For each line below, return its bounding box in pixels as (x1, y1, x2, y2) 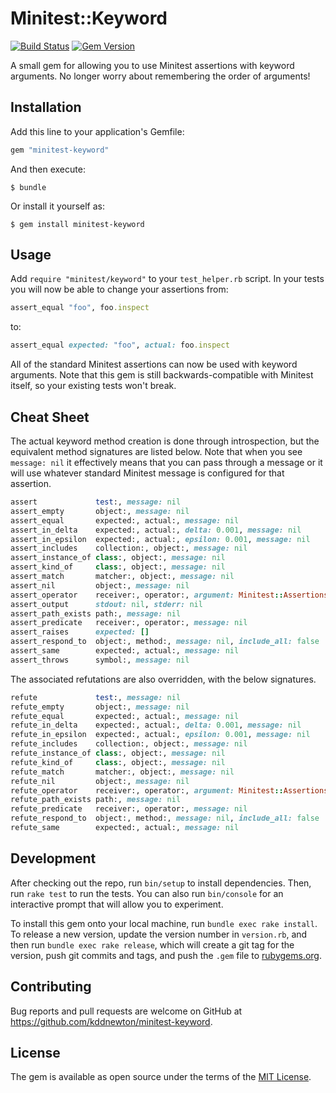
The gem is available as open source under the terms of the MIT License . (10, 1071, 312, 1083)
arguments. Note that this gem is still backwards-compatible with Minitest (10, 369, 314, 381)
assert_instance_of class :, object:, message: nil (10, 553, 226, 563)
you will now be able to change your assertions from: (10, 283, 229, 296)
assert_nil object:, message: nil (10, 580, 190, 591)
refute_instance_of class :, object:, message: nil (10, 748, 226, 758)
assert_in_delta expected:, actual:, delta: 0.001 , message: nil (10, 525, 302, 535)
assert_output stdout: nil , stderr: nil (10, 599, 203, 609)
